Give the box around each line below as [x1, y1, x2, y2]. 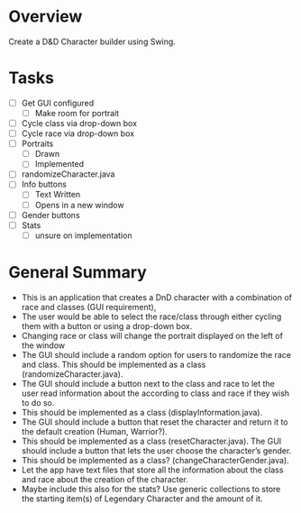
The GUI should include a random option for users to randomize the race [21, 349, 292, 360]
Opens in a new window [34, 199, 124, 210]
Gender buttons [21, 209, 80, 220]
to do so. [21, 397, 55, 408]
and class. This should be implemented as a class [21, 359, 206, 370]
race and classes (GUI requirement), [21, 301, 157, 312]
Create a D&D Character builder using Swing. [8, 36, 177, 47]
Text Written [34, 189, 81, 200]
